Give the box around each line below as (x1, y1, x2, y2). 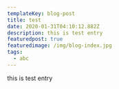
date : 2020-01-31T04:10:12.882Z (7, 23, 100, 30)
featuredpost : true (7, 36, 63, 43)
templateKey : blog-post (7, 10, 76, 17)
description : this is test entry (7, 29, 103, 37)
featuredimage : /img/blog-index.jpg (7, 42, 112, 49)
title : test (7, 17, 41, 23)
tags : (7, 49, 23, 56)
